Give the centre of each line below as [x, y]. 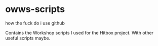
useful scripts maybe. [28, 38]
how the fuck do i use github [35, 23]
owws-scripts [35, 9]
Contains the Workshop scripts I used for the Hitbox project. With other [79, 32]
